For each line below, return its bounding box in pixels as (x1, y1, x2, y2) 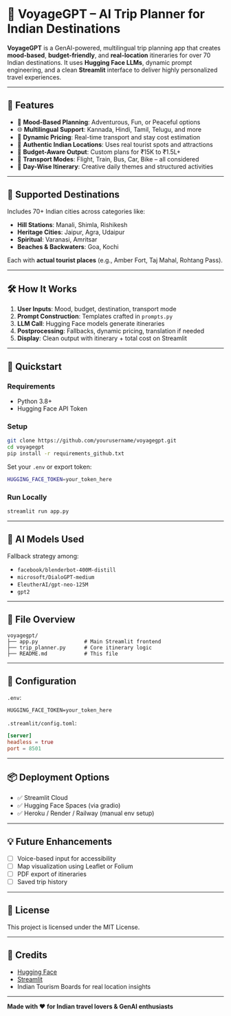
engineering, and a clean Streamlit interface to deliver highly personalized (7, 66, 218, 74)
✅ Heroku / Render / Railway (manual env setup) (16, 809, 155, 817)
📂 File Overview (7, 614, 76, 625)
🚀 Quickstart (7, 360, 62, 372)
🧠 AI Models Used (7, 534, 85, 545)
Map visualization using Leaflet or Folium (16, 862, 133, 870)
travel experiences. (7, 72, 62, 81)
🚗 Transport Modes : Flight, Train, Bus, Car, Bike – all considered (16, 155, 199, 163)
